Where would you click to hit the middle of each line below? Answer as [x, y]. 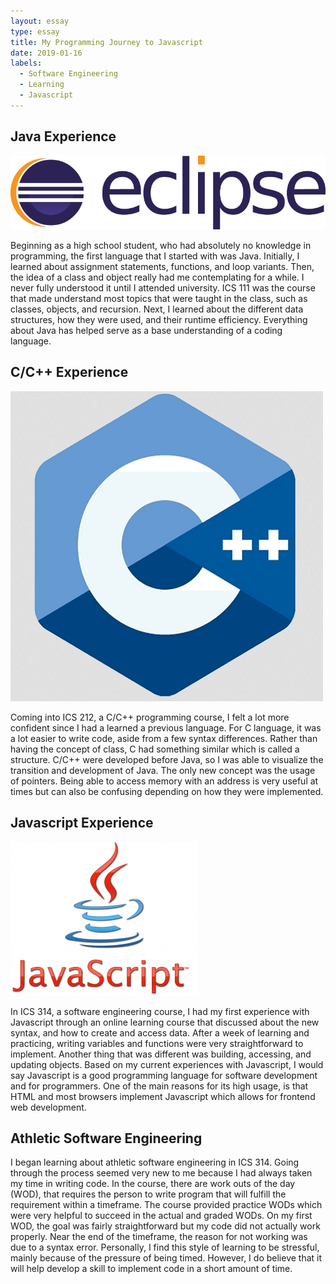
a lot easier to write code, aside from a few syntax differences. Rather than [164, 738]
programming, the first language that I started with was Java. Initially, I [155, 256]
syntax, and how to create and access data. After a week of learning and [160, 1032]
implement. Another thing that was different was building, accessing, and [161, 1054]
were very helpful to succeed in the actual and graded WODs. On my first [161, 1216]
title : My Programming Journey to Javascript [106, 42]
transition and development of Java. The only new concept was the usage [163, 770]
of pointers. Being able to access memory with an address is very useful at [164, 781]
